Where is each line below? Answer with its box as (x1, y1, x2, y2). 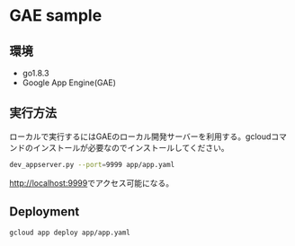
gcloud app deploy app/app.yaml (9, 228, 130, 237)
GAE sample (9, 5, 103, 26)
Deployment (9, 204, 80, 220)
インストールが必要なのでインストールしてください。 (32, 142, 229, 153)
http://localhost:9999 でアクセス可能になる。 (9, 177, 174, 189)
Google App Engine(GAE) (22, 77, 117, 88)
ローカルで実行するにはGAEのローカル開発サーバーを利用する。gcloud (9, 131, 272, 142)
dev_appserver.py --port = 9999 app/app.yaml (9, 160, 175, 169)
